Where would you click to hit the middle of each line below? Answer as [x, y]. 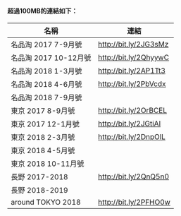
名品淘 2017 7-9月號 [46, 44]
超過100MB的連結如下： [43, 11]
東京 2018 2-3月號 [43, 138]
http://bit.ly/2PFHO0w [134, 203]
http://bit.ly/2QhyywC [133, 58]
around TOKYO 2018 [46, 203]
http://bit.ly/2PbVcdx [132, 84]
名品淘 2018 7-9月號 [46, 97]
